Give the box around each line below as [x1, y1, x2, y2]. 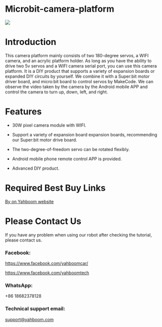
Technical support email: [5, 305, 65, 312]
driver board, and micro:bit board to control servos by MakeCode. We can [5, 78, 154, 84]
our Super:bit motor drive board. [12, 137, 77, 143]
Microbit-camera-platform [5, 3, 115, 15]
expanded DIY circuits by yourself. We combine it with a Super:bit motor [5, 73, 150, 79]
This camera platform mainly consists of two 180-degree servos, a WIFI [5, 52, 149, 58]
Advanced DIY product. [12, 165, 60, 171]
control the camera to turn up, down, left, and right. [5, 89, 108, 95]
